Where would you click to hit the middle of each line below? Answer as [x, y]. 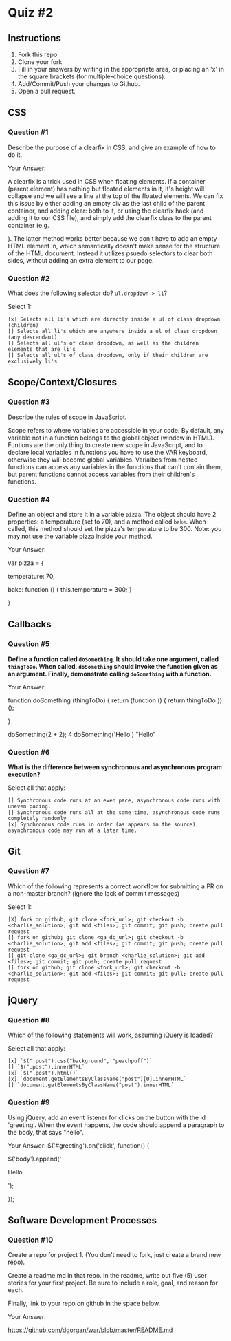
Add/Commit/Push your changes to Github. [79, 84]
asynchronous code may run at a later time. [73, 830]
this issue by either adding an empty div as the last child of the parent [107, 203]
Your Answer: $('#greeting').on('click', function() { [79, 1145]
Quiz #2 [31, 13]
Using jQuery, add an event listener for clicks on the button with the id [107, 1117]
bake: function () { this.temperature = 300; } [70, 589]
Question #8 [29, 1020]
